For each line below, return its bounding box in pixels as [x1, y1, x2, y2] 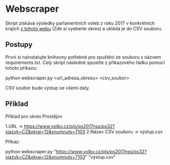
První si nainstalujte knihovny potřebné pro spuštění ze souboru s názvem [5, 54, 161, 60]
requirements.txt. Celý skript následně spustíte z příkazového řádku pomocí [5, 59, 165, 66]
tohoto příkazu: [5, 65, 37, 71]
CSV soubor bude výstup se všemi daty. [5, 85, 91, 91]
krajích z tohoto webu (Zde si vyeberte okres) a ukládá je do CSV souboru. [5, 25, 163, 31]
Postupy [5, 40, 33, 49]
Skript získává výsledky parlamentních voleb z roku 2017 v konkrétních [5, 20, 155, 26]
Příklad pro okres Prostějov [5, 113, 62, 119]
